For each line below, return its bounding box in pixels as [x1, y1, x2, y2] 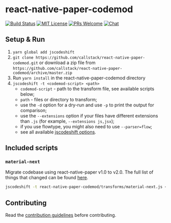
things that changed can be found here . [5, 175, 89, 181]
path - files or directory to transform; [20, 96, 98, 102]
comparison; [20, 107, 47, 113]
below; [20, 91, 35, 97]
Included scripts [5, 144, 59, 152]
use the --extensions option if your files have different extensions [20, 113, 158, 119]
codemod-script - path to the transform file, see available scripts [20, 86, 154, 92]
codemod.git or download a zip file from [12, 60, 96, 66]
